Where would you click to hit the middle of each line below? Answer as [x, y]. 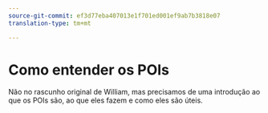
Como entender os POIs [89, 70]
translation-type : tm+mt [50, 23]
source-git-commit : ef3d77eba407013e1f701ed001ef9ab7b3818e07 [114, 16]
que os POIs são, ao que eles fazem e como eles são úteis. [106, 100]
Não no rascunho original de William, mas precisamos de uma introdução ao [134, 92]
